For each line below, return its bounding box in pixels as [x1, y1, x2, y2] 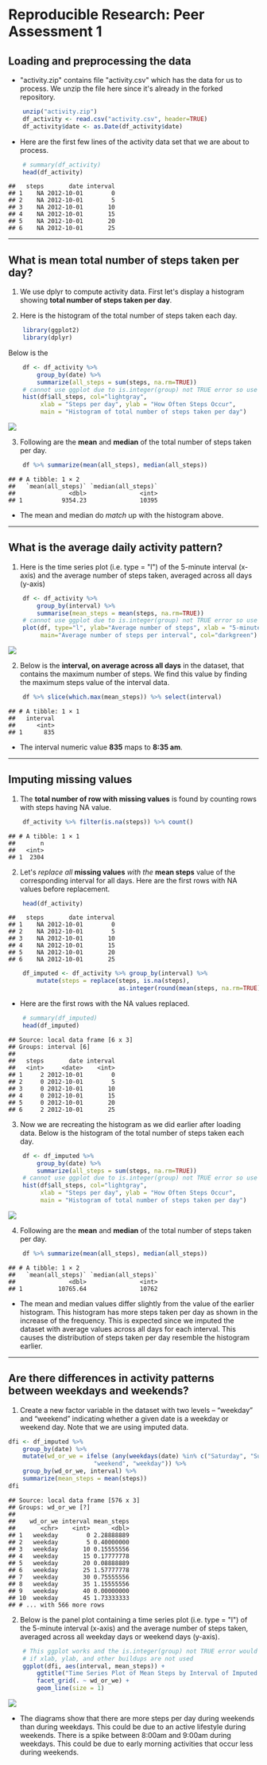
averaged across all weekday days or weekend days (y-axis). [19, 1631, 220, 1642]
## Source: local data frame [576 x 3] [8, 1496, 141, 1505]
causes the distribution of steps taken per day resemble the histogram [19, 1333, 250, 1342]
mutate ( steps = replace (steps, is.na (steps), [37, 977, 191, 985]
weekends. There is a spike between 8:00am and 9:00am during [19, 1731, 232, 1740]
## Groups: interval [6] [8, 1043, 91, 1051]
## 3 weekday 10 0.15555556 [8, 1545, 130, 1553]
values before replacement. [19, 884, 110, 894]
